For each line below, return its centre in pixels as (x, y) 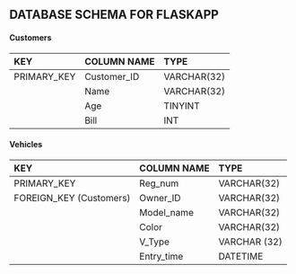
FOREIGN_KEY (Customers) (72, 198)
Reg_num (159, 183)
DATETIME (241, 256)
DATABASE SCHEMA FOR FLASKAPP (114, 15)
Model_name (166, 212)
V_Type (154, 242)
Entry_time (161, 256)
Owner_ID (160, 198)
